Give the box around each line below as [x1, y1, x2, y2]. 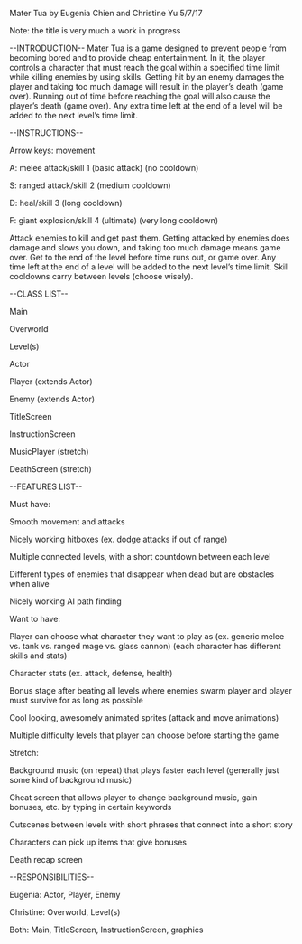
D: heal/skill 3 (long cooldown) [9, 198, 124, 208]
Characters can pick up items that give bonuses [9, 836, 188, 847]
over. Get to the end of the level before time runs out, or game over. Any [9, 252, 277, 262]
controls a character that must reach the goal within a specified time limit [9, 62, 280, 72]
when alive [9, 579, 50, 589]
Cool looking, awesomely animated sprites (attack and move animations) [9, 713, 279, 722]
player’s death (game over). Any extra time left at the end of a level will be [9, 100, 283, 111]
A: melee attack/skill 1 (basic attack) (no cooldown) [9, 163, 199, 173]
